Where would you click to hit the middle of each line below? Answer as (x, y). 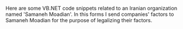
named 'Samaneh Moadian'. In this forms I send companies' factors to (90, 14)
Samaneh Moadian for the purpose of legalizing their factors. (79, 20)
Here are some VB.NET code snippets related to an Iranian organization (91, 8)
